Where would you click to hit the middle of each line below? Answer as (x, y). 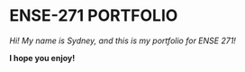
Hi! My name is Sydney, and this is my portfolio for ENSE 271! (123, 40)
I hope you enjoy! (42, 58)
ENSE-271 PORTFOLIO (94, 16)
